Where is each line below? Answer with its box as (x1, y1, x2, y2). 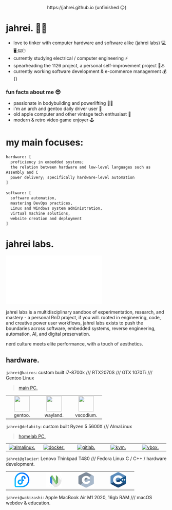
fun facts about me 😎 (6, 88, 61, 96)
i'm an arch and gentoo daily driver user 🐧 (13, 105, 102, 112)
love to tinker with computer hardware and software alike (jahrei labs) (13, 40, 161, 46)
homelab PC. (18, 433, 46, 440)
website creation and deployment (10, 216, 82, 222)
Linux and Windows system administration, (10, 206, 103, 211)
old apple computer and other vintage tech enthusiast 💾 (13, 111, 131, 117)
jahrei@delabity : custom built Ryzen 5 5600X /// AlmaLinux (6, 424, 132, 430)
